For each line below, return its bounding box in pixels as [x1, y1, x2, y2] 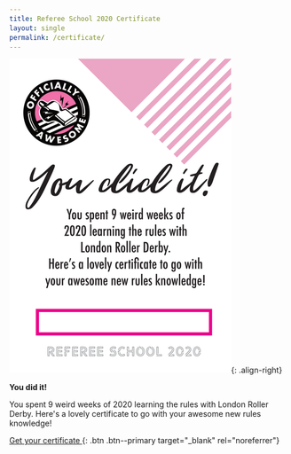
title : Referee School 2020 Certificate [9, 14, 161, 23]
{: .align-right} [231, 364, 283, 376]
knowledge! [9, 418, 52, 429]
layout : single [9, 23, 66, 33]
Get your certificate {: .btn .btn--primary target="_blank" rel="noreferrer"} [9, 435, 280, 446]
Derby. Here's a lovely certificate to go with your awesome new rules [9, 409, 262, 419]
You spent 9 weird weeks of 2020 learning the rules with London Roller [9, 399, 269, 410]
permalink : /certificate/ [9, 33, 105, 42]
